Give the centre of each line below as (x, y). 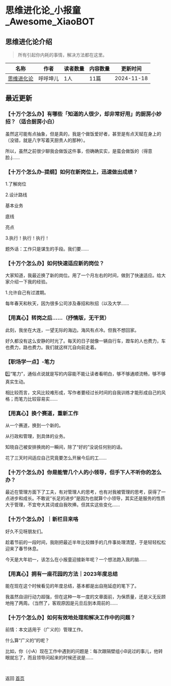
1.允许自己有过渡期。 (27, 293)
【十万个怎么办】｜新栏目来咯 (42, 519)
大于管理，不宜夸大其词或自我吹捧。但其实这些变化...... (63, 505)
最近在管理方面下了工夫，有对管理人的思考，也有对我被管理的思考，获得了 (83, 492)
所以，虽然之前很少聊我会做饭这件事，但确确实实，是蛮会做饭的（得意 (79, 151)
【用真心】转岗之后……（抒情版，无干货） (58, 318)
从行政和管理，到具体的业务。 (36, 436)
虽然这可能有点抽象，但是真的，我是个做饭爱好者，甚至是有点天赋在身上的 (83, 134)
